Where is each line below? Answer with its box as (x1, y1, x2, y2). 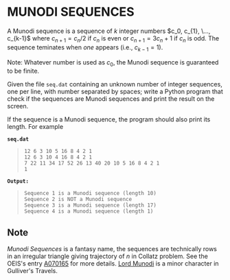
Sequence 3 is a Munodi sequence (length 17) (23, 202, 157, 209)
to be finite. (7, 67, 40, 75)
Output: (7, 178, 30, 185)
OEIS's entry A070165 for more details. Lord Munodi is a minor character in (7, 259, 219, 268)
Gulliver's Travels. (7, 267, 58, 275)
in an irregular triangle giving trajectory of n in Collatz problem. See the (7, 252, 208, 261)
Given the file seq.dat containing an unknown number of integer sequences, (7, 80, 223, 89)
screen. (7, 102, 29, 110)
